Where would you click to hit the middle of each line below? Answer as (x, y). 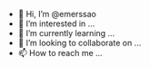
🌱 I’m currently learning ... (66, 33)
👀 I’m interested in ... (56, 24)
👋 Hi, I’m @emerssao (57, 14)
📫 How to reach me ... (60, 53)
